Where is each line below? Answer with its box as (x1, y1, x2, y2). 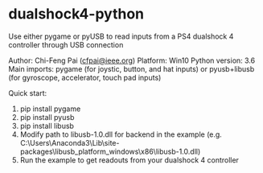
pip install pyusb (19, 112, 75, 122)
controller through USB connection (8, 39, 124, 49)
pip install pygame (19, 104, 81, 113)
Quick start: (8, 88, 47, 97)
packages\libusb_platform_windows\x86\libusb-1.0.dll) (19, 146, 201, 156)
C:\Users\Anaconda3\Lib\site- (19, 138, 120, 147)
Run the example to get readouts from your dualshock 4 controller (19, 154, 240, 165)
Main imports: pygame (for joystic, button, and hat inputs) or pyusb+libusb (8, 64, 255, 73)
